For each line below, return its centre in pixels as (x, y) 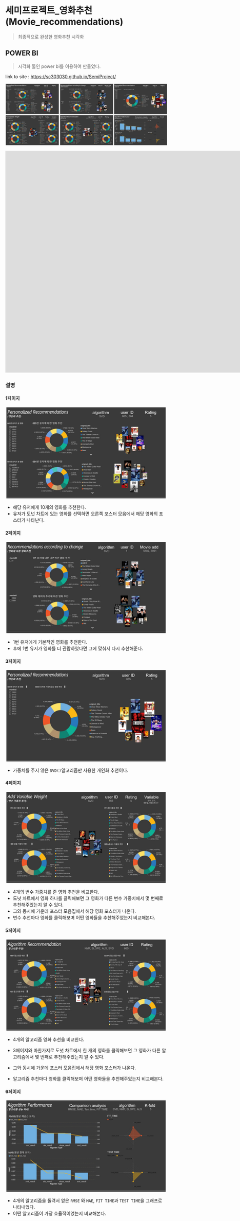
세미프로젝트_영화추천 (49, 11)
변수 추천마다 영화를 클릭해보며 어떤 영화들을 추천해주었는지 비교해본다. (84, 918)
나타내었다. (24, 1207)
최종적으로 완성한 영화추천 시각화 (51, 37)
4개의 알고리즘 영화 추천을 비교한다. (48, 1039)
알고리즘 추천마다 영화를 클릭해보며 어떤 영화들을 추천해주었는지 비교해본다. (88, 1079)
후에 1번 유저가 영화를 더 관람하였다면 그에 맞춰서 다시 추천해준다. (78, 648)
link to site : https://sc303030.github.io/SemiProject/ (61, 76)
